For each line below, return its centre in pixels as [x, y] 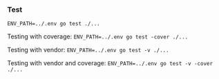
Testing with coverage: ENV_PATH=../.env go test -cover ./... [98, 36]
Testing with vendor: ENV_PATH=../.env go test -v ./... [88, 50]
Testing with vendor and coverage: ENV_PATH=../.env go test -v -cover [110, 63]
